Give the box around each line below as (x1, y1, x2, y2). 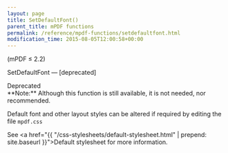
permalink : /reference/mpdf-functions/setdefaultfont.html (7, 29, 181, 37)
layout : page (7, 10, 45, 17)
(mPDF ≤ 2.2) (7, 55, 46, 63)
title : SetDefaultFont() (7, 17, 79, 24)
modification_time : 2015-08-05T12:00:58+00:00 (7, 36, 144, 43)
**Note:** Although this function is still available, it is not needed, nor (7, 89, 206, 98)
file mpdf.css (7, 117, 43, 125)
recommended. (7, 96, 50, 105)
